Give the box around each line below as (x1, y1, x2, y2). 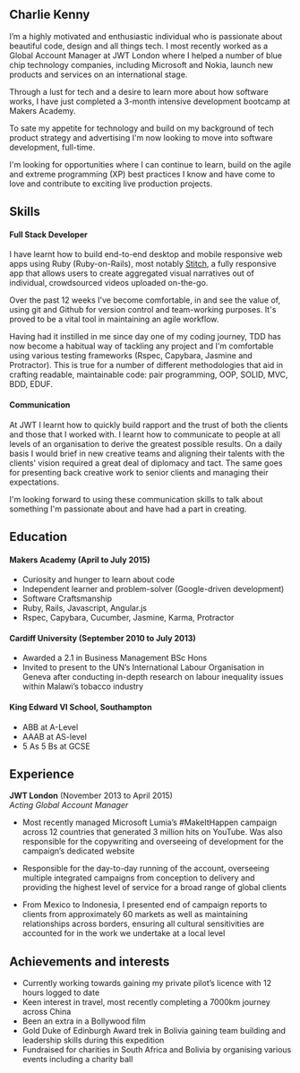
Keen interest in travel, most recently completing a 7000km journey (21, 997, 270, 1008)
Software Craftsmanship (21, 593, 113, 604)
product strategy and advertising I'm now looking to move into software (9, 132, 273, 142)
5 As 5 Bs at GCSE (21, 741, 91, 751)
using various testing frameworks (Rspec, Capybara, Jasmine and (9, 350, 253, 361)
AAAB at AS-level (21, 731, 88, 742)
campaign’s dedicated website (21, 846, 135, 856)
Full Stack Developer (9, 228, 88, 240)
